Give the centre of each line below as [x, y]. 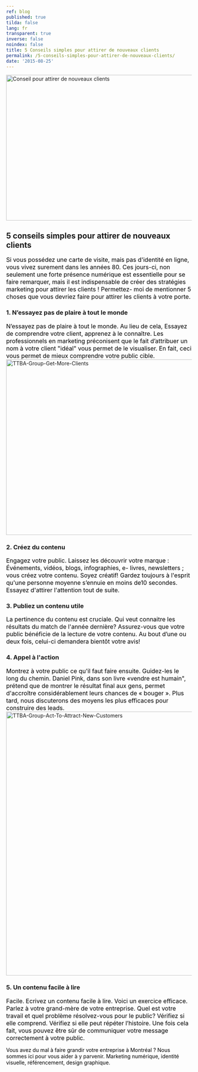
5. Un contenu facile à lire [43, 987]
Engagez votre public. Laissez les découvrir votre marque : [88, 561]
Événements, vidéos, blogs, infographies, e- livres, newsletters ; [95, 568]
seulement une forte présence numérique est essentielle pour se [96, 274]
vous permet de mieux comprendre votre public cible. [80, 355]
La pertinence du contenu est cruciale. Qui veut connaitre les [91, 620]
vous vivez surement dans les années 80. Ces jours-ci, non [88, 267]
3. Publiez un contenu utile [45, 605]
